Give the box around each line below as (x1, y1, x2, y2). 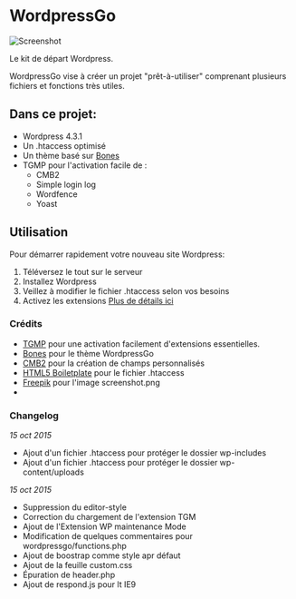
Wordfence (35, 188, 79, 200)
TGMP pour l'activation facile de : (22, 160, 148, 171)
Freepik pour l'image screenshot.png (22, 377, 160, 388)
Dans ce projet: (9, 106, 98, 123)
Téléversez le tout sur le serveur (22, 266, 143, 277)
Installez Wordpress (22, 276, 97, 287)
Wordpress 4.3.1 (22, 131, 83, 142)
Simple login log (35, 179, 97, 190)
